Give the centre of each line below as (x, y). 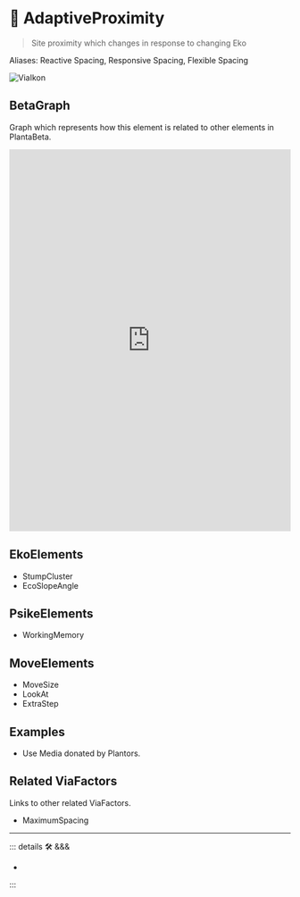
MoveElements (52, 663)
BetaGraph (40, 106)
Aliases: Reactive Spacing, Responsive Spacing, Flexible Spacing (129, 60)
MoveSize (41, 685)
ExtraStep (40, 704)
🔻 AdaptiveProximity (87, 18)
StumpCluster (47, 576)
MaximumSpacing (55, 820)
